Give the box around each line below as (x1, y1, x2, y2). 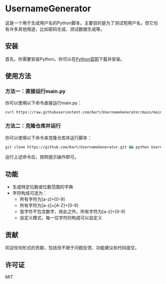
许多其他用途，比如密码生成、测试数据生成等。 (9, 26, 105, 32)
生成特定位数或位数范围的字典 (12, 184, 73, 190)
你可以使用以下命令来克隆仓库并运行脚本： (5, 134, 92, 141)
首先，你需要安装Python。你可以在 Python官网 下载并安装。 (5, 56, 125, 62)
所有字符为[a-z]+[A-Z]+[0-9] (19, 203, 79, 208)
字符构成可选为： (12, 190, 47, 196)
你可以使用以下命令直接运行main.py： (5, 100, 82, 106)
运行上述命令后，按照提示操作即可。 (5, 154, 79, 160)
